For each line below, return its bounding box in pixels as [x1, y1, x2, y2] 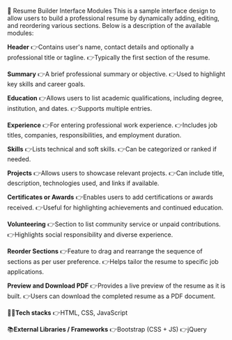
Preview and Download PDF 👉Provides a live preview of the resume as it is [7, 281, 226, 290]
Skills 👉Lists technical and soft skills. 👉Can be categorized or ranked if [7, 145, 217, 153]
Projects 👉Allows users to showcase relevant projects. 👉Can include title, [7, 169, 225, 177]
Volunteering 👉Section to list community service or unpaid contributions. [7, 220, 221, 228]
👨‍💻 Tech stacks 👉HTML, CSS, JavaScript [7, 309, 128, 317]
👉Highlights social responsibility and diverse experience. [7, 230, 173, 239]
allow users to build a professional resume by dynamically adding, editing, [7, 14, 219, 22]
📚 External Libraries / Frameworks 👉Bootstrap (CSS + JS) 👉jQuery [7, 325, 207, 333]
